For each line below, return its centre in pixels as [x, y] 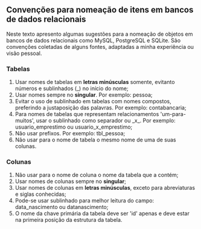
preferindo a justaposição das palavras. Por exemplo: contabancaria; [101, 108]
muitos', [25, 121]
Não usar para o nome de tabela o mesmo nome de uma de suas [95, 140]
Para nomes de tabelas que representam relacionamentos [87, 114]
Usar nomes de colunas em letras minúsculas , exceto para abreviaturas [105, 188]
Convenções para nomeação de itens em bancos [100, 10]
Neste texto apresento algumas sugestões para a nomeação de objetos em [100, 34]
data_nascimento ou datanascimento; [62, 207]
